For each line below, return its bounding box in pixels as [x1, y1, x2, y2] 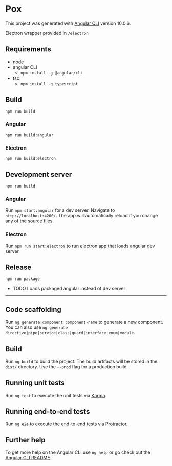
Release [5, 263, 32, 271]
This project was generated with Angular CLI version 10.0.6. [5, 20, 131, 26]
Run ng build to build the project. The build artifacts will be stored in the [5, 358, 158, 364]
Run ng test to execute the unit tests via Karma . [5, 392, 106, 398]
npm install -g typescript [20, 81, 78, 86]
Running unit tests [5, 379, 65, 387]
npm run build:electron [5, 156, 56, 161]
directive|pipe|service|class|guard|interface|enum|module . [5, 330, 135, 336]
